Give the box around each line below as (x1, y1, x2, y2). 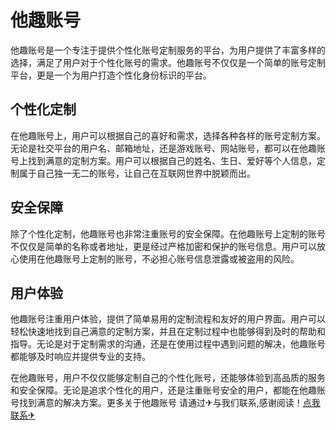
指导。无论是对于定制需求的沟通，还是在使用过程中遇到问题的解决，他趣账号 (10, 338, 326, 350)
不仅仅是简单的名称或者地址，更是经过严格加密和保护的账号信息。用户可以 (10, 240, 317, 252)
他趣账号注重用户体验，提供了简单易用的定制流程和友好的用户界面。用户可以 (10, 313, 326, 325)
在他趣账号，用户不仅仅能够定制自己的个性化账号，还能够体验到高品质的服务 (10, 372, 326, 384)
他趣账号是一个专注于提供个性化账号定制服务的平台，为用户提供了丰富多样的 (10, 44, 326, 56)
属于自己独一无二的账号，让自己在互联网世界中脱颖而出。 (18, 167, 256, 179)
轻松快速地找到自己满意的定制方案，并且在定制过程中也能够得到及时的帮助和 (10, 326, 326, 338)
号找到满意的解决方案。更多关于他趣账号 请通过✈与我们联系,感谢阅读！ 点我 (10, 397, 321, 409)
